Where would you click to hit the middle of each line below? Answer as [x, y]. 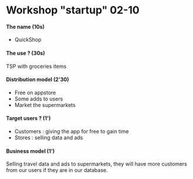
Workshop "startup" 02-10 [73, 10]
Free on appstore [35, 92]
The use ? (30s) [25, 53]
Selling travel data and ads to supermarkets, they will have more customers [96, 164]
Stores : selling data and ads [49, 137]
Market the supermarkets [45, 105]
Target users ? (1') [28, 118]
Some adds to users [39, 99]
